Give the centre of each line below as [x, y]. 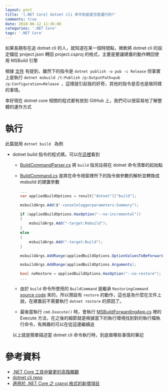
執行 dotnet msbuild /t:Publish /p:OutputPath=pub [67, 77]
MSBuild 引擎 [24, 60]
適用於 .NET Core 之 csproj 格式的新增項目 [56, 383]
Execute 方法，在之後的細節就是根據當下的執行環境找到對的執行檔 [88, 318]
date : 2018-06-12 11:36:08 [33, 24]
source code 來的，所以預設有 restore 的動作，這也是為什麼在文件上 [90, 295]
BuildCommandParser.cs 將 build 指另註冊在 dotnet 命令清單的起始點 [91, 165]
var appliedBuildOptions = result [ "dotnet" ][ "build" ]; [78, 196]
